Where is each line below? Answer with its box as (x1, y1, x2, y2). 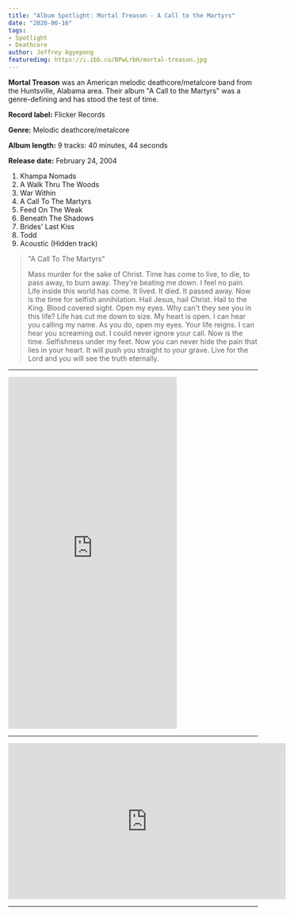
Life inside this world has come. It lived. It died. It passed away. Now (27, 286, 251, 296)
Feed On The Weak (19, 205, 83, 214)
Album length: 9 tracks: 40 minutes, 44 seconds (8, 140, 168, 150)
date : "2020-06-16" (8, 19, 73, 27)
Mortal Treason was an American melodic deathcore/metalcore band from (8, 77, 252, 87)
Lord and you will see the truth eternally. (27, 354, 160, 363)
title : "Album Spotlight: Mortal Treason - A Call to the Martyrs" (8, 11, 236, 20)
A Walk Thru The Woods (19, 179, 100, 189)
